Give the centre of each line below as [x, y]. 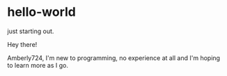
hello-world [42, 12]
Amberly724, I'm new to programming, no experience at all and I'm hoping [114, 58]
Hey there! [22, 44]
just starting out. [31, 31]
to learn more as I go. [38, 65]
